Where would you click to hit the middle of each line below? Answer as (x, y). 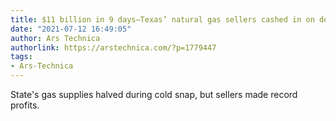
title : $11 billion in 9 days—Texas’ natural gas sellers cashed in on (162, 19)
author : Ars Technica (55, 38)
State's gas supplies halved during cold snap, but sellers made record (154, 94)
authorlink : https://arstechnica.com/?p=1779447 (113, 47)
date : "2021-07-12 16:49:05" (71, 29)
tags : (21, 57)
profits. (25, 105)
